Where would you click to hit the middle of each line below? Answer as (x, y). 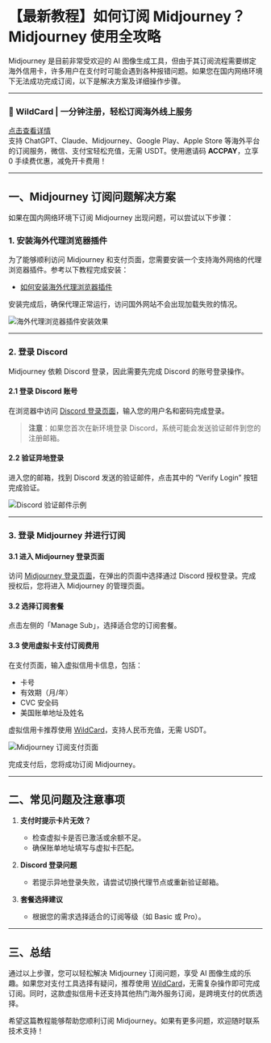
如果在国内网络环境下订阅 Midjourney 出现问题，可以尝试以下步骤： (121, 218)
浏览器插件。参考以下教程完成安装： (69, 270)
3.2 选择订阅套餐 (36, 606)
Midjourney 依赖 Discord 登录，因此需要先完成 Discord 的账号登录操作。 (128, 371)
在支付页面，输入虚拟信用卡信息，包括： (75, 665)
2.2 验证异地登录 (36, 458)
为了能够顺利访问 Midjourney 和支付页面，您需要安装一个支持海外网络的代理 (135, 260)
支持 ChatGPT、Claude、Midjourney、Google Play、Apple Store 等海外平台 (134, 141)
